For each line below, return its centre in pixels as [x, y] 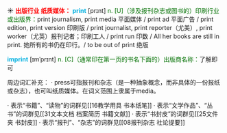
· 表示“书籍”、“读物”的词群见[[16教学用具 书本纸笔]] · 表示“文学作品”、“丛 [110, 105]
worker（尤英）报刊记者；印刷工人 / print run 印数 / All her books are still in [113, 36]
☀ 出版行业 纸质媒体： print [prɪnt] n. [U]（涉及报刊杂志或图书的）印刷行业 [113, 11]
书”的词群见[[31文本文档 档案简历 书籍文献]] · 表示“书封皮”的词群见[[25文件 [113, 114]
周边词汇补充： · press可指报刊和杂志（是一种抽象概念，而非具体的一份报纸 [114, 82]
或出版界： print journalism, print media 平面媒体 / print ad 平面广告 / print [110, 19]
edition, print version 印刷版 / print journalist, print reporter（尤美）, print [110, 28]
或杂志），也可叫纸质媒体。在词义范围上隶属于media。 [83, 91]
